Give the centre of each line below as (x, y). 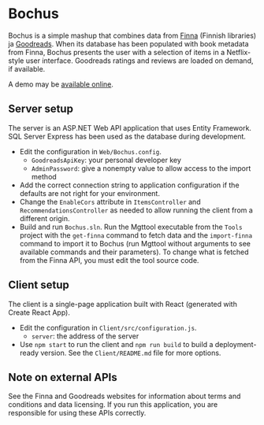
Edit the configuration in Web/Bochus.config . (90, 151)
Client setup (39, 285)
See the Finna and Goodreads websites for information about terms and (125, 396)
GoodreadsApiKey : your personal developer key (106, 160)
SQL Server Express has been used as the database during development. (127, 136)
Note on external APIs (63, 377)
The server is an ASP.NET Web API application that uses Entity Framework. (130, 128)
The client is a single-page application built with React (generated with (123, 304)
